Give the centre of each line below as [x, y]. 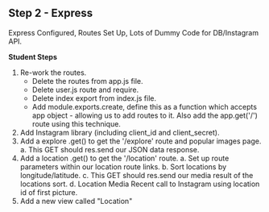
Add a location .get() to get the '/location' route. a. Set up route [124, 158]
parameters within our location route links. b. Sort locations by [123, 166]
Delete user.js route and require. [85, 89]
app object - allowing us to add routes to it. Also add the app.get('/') [145, 115]
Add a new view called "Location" [76, 201]
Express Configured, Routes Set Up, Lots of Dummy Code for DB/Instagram [134, 32]
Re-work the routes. [53, 73]
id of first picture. [49, 192]
